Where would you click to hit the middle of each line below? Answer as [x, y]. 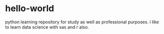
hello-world [30, 8]
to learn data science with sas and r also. [47, 27]
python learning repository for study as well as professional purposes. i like [82, 22]
